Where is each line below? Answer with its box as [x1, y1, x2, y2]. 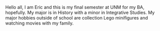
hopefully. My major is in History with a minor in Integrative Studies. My [5, 9, 155, 15]
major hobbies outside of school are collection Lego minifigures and [5, 15, 148, 20]
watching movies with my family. [5, 20, 74, 26]
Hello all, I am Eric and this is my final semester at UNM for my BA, [5, 4, 145, 10]
